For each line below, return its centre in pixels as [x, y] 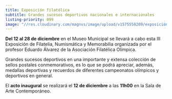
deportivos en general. [29, 76]
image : [12, 24]
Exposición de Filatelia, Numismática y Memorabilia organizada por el [79, 44]
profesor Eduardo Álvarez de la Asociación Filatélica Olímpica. [71, 49]
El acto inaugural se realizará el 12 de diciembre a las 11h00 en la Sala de [83, 86]
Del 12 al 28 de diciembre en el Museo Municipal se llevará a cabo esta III [83, 39]
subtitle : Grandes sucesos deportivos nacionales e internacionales [80, 15]
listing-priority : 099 [29, 19]
